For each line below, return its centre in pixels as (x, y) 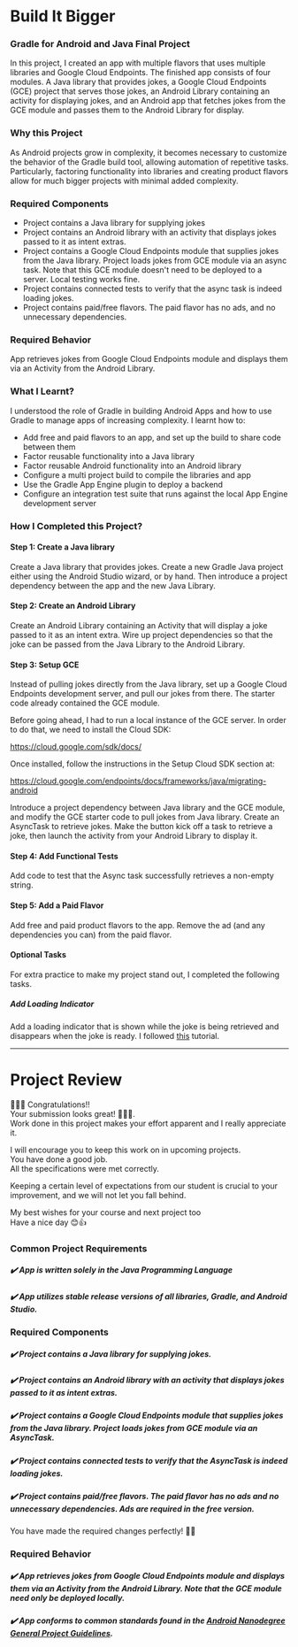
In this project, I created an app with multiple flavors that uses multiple (138, 63)
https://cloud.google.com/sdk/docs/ (76, 747)
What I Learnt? (42, 391)
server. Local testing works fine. (81, 280)
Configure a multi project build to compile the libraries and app (137, 474)
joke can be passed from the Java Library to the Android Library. (128, 644)
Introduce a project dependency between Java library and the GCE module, (148, 808)
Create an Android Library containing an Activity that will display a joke (139, 625)
